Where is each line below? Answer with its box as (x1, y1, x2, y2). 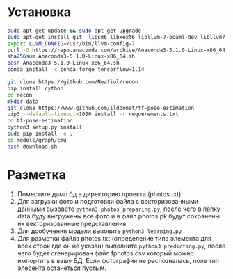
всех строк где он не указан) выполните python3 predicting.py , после (17, 241, 226, 250)
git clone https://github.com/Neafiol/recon (7, 79, 138, 86)
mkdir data (7, 98, 39, 105)
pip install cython (7, 85, 64, 92)
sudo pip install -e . (7, 130, 73, 138)
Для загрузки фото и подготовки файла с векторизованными (17, 197, 199, 205)
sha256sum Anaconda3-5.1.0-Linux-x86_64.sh (7, 53, 136, 60)
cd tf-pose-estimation (7, 118, 73, 125)
